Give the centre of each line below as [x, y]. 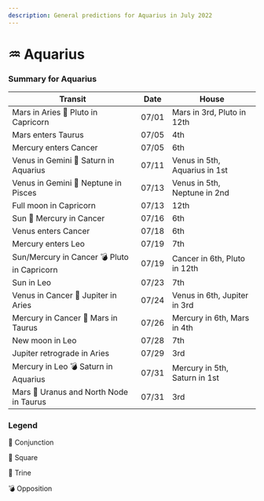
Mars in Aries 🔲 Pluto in [55, 112]
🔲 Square [23, 458]
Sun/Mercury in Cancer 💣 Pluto [71, 258]
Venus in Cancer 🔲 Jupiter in [64, 295]
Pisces [24, 193]
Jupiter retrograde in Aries [61, 353]
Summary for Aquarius [52, 79]
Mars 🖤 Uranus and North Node [70, 392]
